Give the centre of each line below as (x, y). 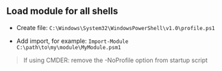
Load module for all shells (62, 11)
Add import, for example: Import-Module (72, 41)
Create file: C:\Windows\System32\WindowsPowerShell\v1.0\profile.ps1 (115, 27)
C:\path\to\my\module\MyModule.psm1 (69, 47)
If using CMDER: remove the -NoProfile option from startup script (115, 60)
